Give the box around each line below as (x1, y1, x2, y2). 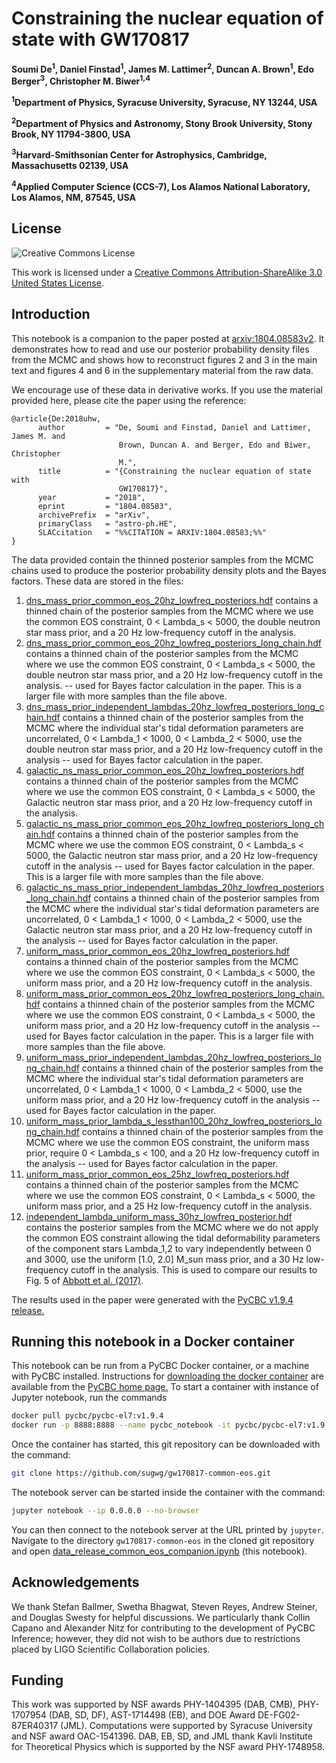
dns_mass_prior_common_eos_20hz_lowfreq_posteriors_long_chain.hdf (25, 637, 322, 649)
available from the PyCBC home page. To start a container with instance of (11, 1381, 319, 1393)
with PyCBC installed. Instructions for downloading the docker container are (11, 1370, 324, 1382)
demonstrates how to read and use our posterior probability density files (11, 343, 310, 355)
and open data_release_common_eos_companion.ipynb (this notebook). (11, 1545, 308, 1557)
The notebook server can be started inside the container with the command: (11, 1486, 326, 1498)
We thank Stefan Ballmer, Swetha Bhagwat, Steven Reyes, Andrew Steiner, (11, 1600, 318, 1612)
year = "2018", (37, 492, 146, 502)
